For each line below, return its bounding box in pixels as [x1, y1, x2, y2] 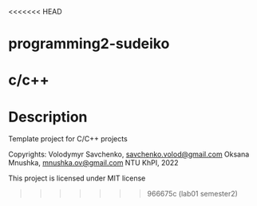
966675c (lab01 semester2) [147, 189, 238, 199]
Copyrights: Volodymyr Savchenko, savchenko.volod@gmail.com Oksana [8, 149, 250, 159]
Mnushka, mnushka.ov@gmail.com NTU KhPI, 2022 [8, 158, 179, 168]
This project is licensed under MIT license [8, 173, 146, 183]
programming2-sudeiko [8, 35, 170, 53]
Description [8, 108, 88, 126]
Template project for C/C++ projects [8, 134, 128, 144]
